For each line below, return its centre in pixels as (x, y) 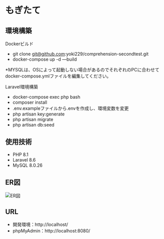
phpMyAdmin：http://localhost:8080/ (51, 231)
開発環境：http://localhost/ (40, 225)
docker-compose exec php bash (46, 97)
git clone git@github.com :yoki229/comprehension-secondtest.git (80, 54)
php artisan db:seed (33, 125)
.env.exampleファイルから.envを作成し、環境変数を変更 (71, 108)
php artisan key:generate (39, 114)
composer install (30, 102)
